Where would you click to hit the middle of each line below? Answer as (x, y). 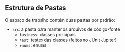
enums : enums (33, 45)
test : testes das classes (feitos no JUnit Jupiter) (68, 40)
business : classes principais (47, 34)
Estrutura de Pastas (36, 8)
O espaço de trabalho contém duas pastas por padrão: (60, 20)
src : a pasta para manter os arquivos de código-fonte (66, 29)
